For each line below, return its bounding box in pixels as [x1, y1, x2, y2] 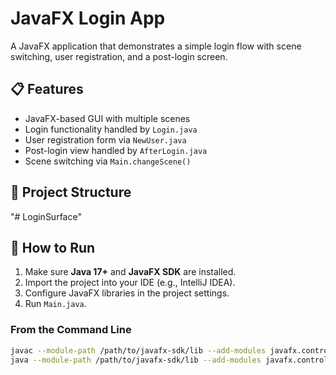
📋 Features [10, 81, 84, 98]
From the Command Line [10, 323, 132, 337]
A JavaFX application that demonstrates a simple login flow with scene [10, 40, 302, 52]
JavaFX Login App [10, 7, 166, 30]
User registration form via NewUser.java [24, 133, 187, 146]
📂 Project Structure [10, 184, 132, 201]
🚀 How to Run [10, 239, 96, 256]
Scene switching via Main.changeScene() [24, 155, 192, 167]
